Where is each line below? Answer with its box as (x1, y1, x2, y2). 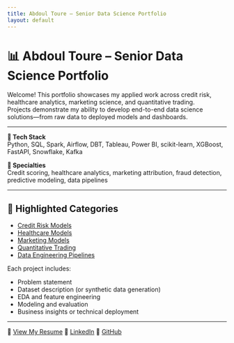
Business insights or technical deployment (17, 307, 139, 316)
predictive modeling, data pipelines (7, 176, 108, 185)
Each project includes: (7, 264, 72, 273)
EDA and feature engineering (17, 293, 101, 301)
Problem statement (17, 278, 72, 287)
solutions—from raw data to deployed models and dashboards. (7, 113, 188, 121)
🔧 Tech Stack (7, 133, 47, 142)
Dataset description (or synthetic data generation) (17, 285, 162, 294)
